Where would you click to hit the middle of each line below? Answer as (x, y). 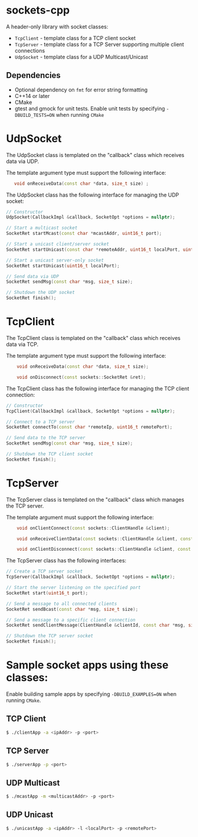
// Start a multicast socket (42, 228)
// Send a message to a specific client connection (71, 620)
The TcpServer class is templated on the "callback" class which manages (95, 499)
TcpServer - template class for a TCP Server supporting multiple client (99, 44)
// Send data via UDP (33, 276)
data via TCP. (22, 344)
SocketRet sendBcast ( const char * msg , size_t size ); (72, 609)
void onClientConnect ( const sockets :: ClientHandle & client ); (93, 528)
